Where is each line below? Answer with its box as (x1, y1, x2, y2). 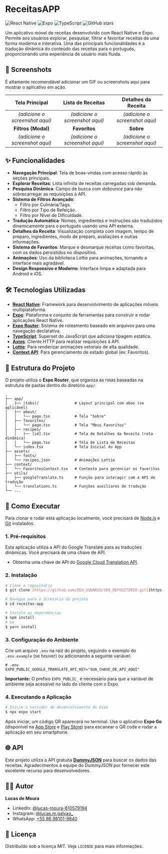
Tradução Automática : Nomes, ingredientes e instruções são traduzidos (12, 217, 162, 223)
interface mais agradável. (12, 260, 65, 266)
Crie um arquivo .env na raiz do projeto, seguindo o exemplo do (5, 647, 136, 653)
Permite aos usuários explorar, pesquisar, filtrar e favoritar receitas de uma (5, 35, 159, 41)
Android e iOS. (12, 270, 42, 276)
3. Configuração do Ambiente (5, 636, 78, 643)
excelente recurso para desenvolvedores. (5, 767, 91, 773)
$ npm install (5, 615, 35, 620)
